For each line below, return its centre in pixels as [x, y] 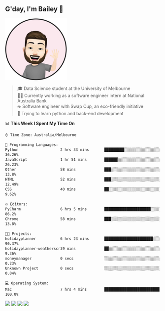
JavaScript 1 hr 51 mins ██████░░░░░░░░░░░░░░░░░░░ [82, 159]
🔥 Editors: [16, 204]
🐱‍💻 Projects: [18, 234]
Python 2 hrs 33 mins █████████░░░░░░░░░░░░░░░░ [82, 150]
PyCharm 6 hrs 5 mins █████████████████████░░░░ [82, 209]
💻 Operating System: [27, 283]
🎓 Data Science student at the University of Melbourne [74, 88]
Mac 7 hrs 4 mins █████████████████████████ [82, 289]
